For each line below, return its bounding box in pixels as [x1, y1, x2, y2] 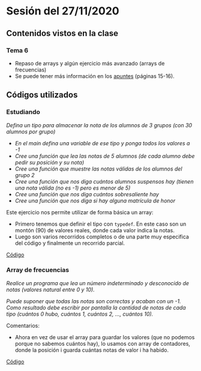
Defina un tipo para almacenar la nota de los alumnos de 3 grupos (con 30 [6, 121, 193, 128]
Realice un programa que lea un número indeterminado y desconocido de [6, 279, 190, 286]
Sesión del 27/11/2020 [6, 4, 119, 18]
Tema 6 [6, 46, 29, 55]
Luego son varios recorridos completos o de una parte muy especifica [14, 233, 189, 240]
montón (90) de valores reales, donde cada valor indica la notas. [14, 226, 175, 234]
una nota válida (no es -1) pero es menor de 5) [14, 184, 131, 192]
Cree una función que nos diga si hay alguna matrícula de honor [14, 197, 176, 204]
